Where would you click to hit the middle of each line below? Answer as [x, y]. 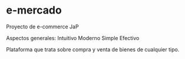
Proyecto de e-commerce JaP [42, 27]
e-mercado [34, 10]
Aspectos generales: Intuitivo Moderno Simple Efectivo [73, 38]
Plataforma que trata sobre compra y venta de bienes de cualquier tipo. [93, 49]
